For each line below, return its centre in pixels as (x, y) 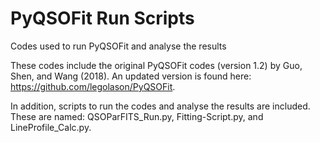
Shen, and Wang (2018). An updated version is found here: (131, 76)
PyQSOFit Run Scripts (102, 18)
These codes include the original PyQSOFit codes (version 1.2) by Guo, (156, 65)
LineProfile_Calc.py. (51, 127)
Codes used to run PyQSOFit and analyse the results (118, 46)
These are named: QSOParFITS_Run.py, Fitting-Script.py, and (137, 116)
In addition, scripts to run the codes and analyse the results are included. (160, 106)
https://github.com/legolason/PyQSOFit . (93, 86)
